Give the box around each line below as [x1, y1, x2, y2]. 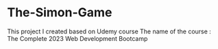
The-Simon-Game [7, 5, 112, 20]
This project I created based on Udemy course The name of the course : [7, 27, 211, 35]
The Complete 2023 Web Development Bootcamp [7, 34, 148, 42]
